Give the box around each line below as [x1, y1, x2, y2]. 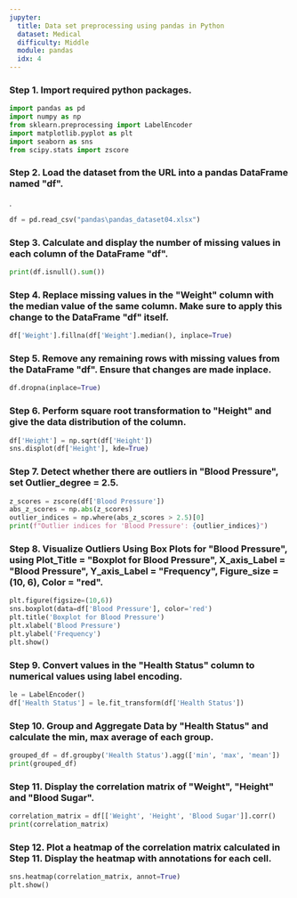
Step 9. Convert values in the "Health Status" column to [9, 658, 255, 671]
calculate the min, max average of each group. [9, 731, 214, 743]
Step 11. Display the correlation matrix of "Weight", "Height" [9, 780, 274, 793]
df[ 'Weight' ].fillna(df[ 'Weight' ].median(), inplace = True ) [9, 331, 233, 340]
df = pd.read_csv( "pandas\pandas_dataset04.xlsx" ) [9, 215, 201, 224]
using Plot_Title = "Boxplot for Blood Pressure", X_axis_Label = [9, 554, 286, 566]
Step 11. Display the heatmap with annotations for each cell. [9, 852, 272, 864]
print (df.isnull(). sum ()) [9, 268, 105, 277]
